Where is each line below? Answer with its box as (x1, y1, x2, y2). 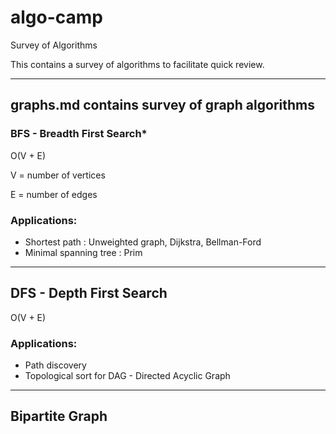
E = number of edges (10, 188, 98, 200)
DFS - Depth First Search (10, 285, 168, 302)
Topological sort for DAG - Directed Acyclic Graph (24, 370, 231, 382)
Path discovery (24, 359, 87, 371)
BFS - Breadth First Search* (10, 127, 148, 141)
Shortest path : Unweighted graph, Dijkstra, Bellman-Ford (24, 236, 262, 248)
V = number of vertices (10, 169, 106, 181)
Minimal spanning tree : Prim (24, 246, 143, 258)
